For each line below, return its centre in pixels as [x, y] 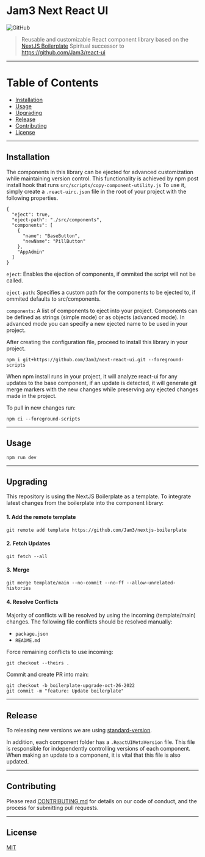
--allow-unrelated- [151, 583]
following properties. [32, 198]
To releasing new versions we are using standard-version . [79, 730]
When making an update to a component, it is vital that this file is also [94, 755]
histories [19, 588]
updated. [18, 761]
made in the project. [31, 395]
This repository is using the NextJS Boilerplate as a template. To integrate [99, 496]
